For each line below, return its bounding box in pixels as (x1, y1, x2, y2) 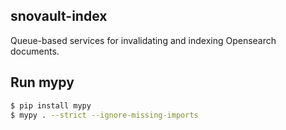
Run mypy (10, 74, 75, 91)
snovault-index (10, 8, 108, 25)
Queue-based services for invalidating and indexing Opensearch (10, 34, 277, 46)
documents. (10, 45, 60, 57)
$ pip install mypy (10, 100, 92, 111)
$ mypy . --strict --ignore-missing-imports (10, 110, 199, 120)
